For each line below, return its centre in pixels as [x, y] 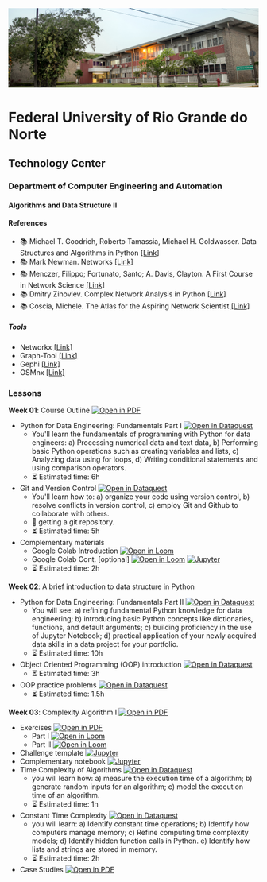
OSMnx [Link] [42, 372]
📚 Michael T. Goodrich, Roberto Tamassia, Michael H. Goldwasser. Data [138, 241]
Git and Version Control [58, 489]
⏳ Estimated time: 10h [67, 653]
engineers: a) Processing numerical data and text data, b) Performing [145, 443]
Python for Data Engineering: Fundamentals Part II [102, 602]
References [28, 223]
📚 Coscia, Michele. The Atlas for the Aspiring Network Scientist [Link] [135, 306]
